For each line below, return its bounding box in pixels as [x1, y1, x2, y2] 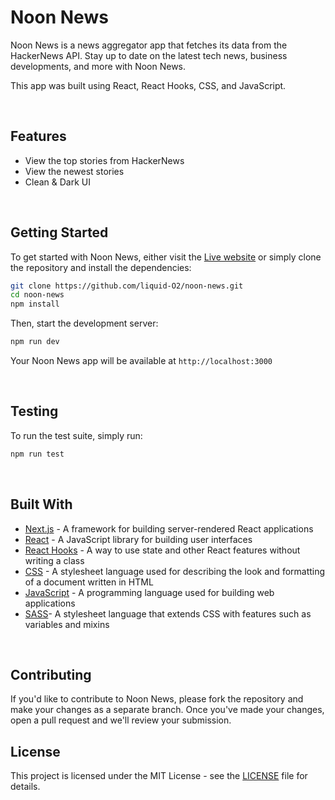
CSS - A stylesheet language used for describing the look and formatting [24, 565, 326, 577]
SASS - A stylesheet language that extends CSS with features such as [24, 607, 312, 620]
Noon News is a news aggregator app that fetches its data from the [10, 39, 288, 51]
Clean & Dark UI [24, 176, 91, 188]
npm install [10, 299, 60, 310]
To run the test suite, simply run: [10, 429, 143, 441]
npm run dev [10, 337, 60, 347]
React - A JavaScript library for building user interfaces [24, 533, 253, 545]
